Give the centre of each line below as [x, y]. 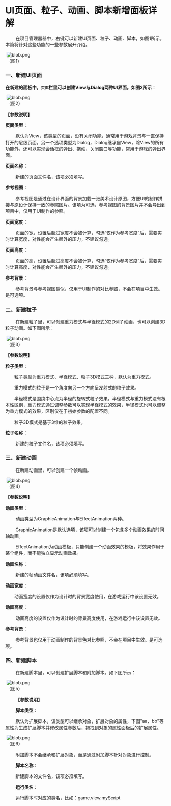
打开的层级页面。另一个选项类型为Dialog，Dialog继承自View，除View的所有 [85, 143]
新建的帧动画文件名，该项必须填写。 [53, 575]
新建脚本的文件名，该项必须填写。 [51, 776]
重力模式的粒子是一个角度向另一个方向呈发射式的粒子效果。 [76, 387]
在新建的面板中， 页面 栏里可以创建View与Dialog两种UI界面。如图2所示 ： [81, 88]
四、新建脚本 [21, 660]
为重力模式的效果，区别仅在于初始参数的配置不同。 [59, 411]
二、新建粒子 [21, 310]
